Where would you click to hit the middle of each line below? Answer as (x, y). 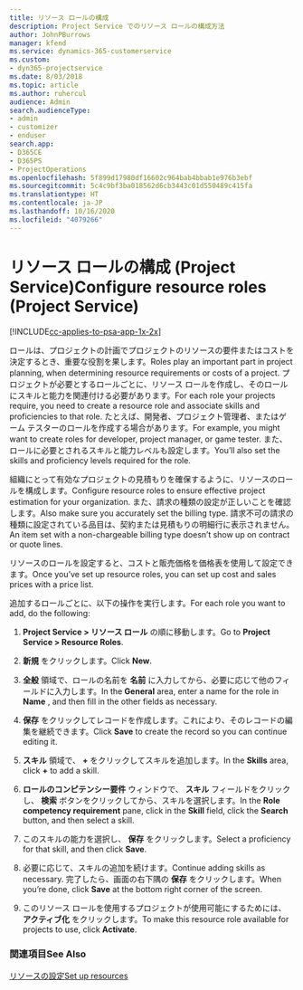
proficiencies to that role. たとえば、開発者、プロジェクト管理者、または (144, 416)
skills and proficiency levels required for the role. (100, 460)
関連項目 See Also (48, 954)
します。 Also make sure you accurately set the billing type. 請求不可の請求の (151, 513)
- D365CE (26, 152)
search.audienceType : (50, 110)
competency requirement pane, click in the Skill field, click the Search (155, 810)
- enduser (28, 136)
